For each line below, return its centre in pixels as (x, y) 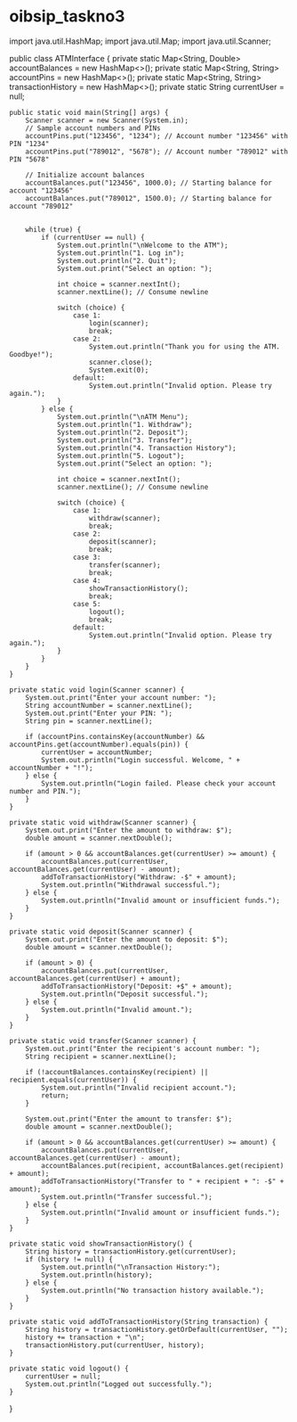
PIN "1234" (29, 144)
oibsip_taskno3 (67, 16)
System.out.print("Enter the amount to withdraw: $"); (129, 830)
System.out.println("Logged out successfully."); (119, 1384)
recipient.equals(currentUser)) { (73, 1080)
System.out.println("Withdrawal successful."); (131, 884)
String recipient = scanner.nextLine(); (101, 1056)
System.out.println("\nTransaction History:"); (131, 1267)
